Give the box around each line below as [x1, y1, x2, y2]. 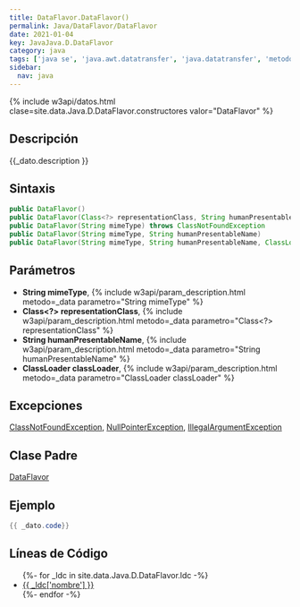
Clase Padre [9, 448, 78, 463]
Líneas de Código [9, 546, 109, 561]
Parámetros [9, 263, 76, 278]
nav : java [17, 72, 54, 81]
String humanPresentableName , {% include [21, 334, 187, 345]
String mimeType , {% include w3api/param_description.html [21, 286, 246, 297]
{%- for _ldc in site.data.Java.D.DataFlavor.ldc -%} [21, 569, 209, 580]
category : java [9, 47, 66, 56]
